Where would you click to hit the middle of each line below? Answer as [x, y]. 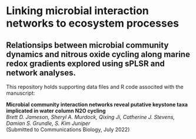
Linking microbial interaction [77, 11]
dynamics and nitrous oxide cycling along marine [98, 54]
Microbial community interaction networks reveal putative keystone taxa [97, 105]
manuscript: [21, 93]
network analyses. [41, 73]
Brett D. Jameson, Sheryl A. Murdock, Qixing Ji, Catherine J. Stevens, [91, 117]
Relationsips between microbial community [87, 45]
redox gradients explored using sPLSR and [85, 63]
